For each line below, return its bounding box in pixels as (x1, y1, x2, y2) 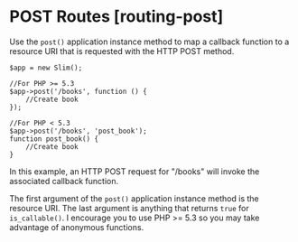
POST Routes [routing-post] (9, 6, 224, 27)
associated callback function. (9, 175, 119, 186)
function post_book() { (9, 134, 99, 144)
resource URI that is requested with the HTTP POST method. (9, 45, 235, 56)
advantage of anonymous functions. (9, 221, 144, 232)
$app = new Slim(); (9, 63, 83, 72)
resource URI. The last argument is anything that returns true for (9, 202, 250, 213)
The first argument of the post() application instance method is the (9, 192, 259, 204)
